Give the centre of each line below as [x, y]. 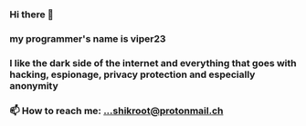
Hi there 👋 [32, 15]
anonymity [34, 85]
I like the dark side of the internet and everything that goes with [153, 63]
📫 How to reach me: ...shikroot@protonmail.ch [116, 111]
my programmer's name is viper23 [88, 38]
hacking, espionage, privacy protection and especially [132, 74]
